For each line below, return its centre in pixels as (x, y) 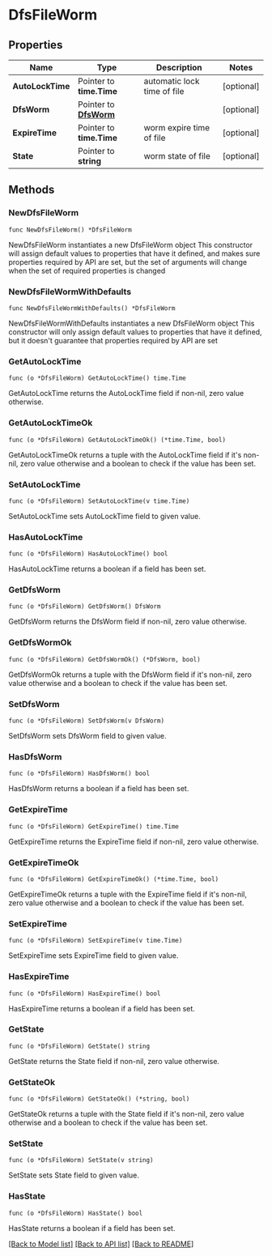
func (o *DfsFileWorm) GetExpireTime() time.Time (94, 826)
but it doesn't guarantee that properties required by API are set (113, 340)
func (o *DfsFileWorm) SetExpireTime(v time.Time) (96, 941)
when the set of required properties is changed (87, 270)
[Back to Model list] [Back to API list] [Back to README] (101, 1244)
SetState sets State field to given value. (74, 1175)
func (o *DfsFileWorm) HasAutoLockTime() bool (88, 554)
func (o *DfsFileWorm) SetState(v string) (81, 1160)
